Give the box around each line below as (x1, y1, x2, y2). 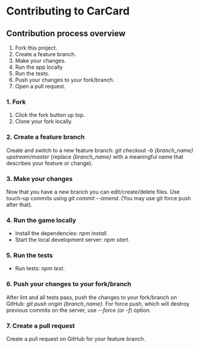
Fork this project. (14, 44, 57, 51)
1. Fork (6, 98, 26, 106)
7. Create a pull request (6, 321, 75, 330)
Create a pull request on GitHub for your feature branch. (6, 335, 146, 343)
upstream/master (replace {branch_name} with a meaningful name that (6, 153, 184, 160)
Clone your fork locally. (14, 118, 73, 125)
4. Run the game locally (6, 216, 77, 224)
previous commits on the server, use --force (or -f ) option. (6, 306, 151, 314)
